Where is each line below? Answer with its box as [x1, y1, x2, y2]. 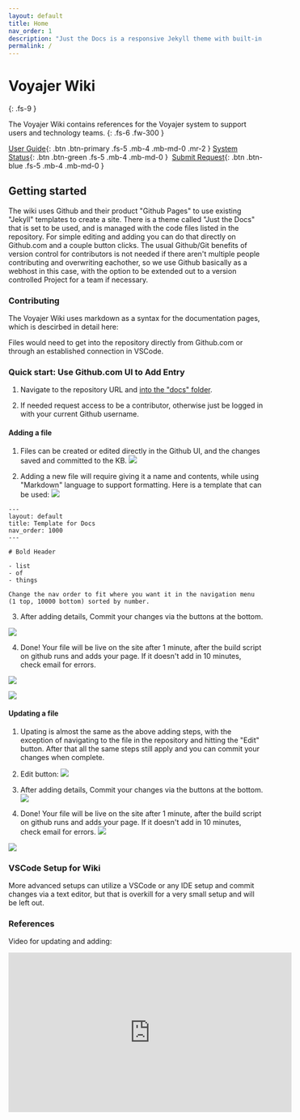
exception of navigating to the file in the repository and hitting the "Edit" [19, 735, 260, 745]
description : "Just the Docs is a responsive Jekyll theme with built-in [8, 34, 263, 43]
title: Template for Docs [8, 519, 95, 528]
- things [8, 576, 38, 584]
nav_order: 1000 [8, 526, 63, 535]
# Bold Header [8, 548, 57, 556]
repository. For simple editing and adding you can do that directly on [8, 232, 236, 242]
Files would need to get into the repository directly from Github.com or [8, 338, 243, 348]
